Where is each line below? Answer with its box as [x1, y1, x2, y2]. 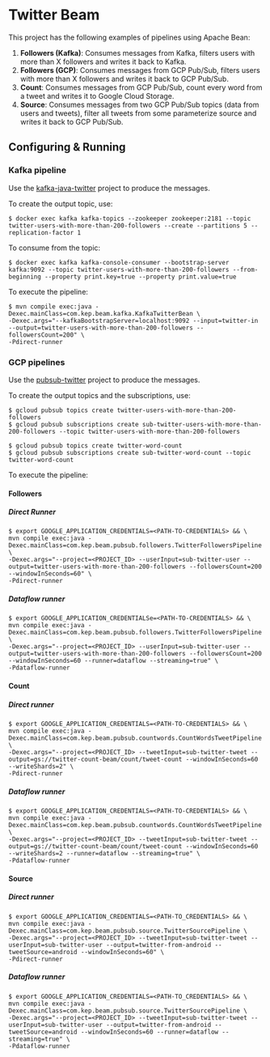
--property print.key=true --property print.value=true [44, 273, 237, 281]
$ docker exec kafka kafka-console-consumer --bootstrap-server [8, 258, 230, 266]
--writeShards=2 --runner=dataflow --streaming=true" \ [8, 849, 200, 857]
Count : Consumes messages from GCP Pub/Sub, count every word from [19, 83, 263, 92]
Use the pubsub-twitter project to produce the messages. [8, 375, 200, 384]
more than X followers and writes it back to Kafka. [19, 57, 187, 66]
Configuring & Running [8, 140, 126, 155]
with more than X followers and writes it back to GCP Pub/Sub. [19, 74, 229, 83]
